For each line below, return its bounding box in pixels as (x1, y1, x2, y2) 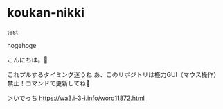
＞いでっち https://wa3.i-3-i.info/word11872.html (7, 94, 145, 102)
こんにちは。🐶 (7, 56, 48, 64)
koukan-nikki (7, 5, 85, 21)
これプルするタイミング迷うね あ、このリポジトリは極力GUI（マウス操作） (7, 70, 220, 78)
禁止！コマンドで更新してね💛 (7, 78, 90, 87)
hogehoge (7, 41, 37, 49)
